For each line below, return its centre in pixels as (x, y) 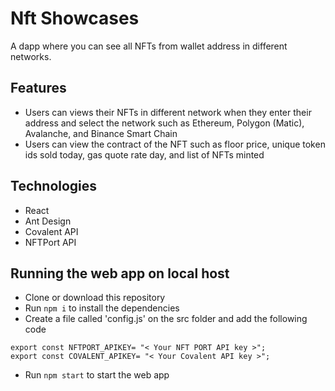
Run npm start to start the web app (97, 375)
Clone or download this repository (95, 298)
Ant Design (48, 221)
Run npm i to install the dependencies (102, 308)
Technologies (54, 186)
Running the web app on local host (120, 273)
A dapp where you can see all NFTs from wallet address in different (149, 46)
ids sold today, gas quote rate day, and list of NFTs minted (144, 154)
